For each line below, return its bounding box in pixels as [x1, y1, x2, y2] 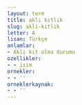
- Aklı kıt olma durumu [7, 49, 76, 56]
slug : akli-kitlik [7, 23, 60, 30]
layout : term [7, 10, 45, 17]
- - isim [7, 61, 32, 68]
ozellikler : [7, 55, 41, 62]
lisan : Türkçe [7, 36, 48, 43]
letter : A [7, 29, 36, 37]
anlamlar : [7, 42, 36, 49]
